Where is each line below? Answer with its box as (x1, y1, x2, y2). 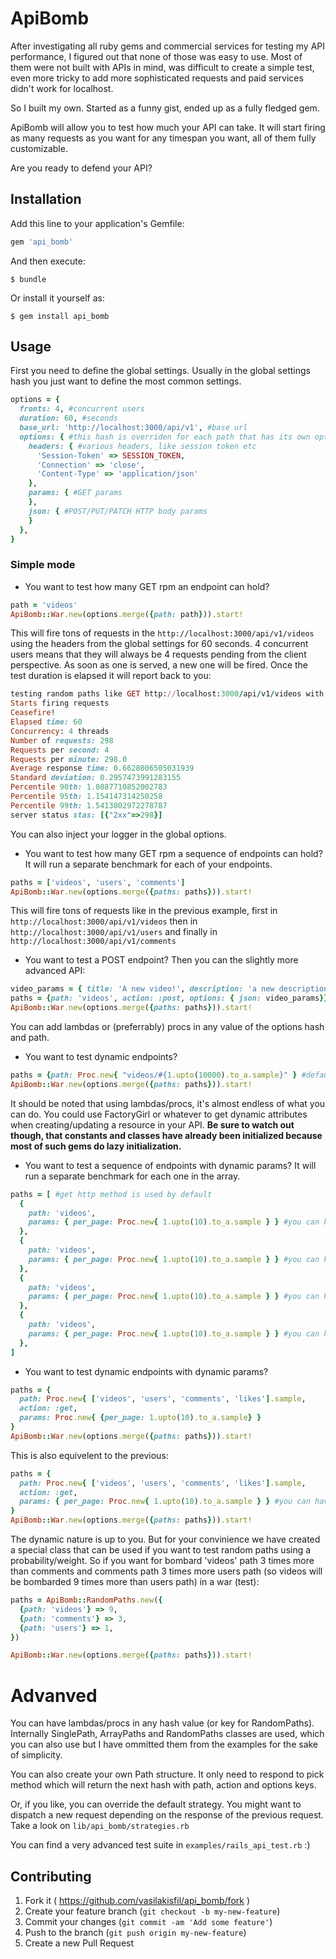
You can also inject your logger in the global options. (10, 828, 227, 840)
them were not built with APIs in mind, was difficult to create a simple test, (10, 61, 315, 73)
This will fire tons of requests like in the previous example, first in (10, 905, 278, 917)
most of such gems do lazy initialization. (10, 1140, 182, 1152)
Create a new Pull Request (24, 1937, 135, 1949)
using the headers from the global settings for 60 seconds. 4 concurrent (10, 638, 309, 650)
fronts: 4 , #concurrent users (19, 404, 145, 414)
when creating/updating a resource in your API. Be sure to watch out (10, 1118, 295, 1131)
